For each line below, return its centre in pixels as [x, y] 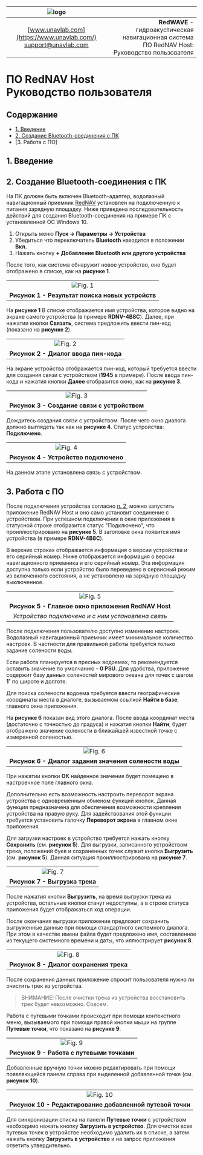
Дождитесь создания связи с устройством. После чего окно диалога [96, 421]
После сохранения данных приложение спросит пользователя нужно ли [100, 980]
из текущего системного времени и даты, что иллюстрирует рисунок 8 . [100, 940]
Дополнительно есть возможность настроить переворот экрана [90, 794]
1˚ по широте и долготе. [37, 682]
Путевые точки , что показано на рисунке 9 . [64, 1029]
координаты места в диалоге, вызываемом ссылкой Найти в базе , [93, 700]
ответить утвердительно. [39, 1145]
